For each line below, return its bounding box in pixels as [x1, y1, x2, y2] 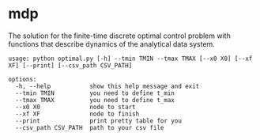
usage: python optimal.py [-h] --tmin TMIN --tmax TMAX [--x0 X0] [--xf [8, 55, 253, 62]
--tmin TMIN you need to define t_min [15, 89, 175, 97]
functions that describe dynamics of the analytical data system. [8, 39, 215, 48]
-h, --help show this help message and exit [15, 82, 200, 90]
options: [8, 75, 37, 83]
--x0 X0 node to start [15, 103, 136, 111]
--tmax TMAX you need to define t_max [15, 96, 175, 104]
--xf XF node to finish [15, 110, 140, 118]
